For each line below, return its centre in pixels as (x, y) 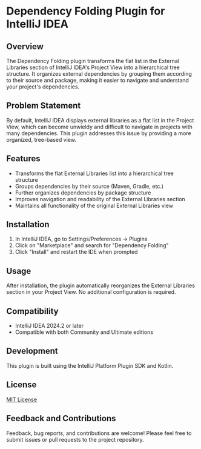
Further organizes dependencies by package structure (83, 193)
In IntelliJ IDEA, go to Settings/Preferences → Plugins (81, 239)
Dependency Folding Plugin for (86, 11)
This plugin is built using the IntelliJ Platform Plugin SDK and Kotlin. (90, 365)
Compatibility (32, 311)
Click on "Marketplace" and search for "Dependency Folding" (92, 245)
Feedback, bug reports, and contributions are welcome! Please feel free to (99, 433)
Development (32, 351)
